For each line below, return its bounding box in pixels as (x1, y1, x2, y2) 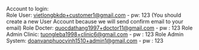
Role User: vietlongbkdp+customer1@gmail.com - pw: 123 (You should (6, 11, 182, 19)
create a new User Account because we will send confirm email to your (6, 18, 184, 25)
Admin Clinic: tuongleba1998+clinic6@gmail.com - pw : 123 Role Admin (6, 31, 184, 38)
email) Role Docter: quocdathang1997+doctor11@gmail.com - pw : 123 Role (6, 24, 193, 31)
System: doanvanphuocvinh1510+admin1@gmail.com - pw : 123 (6, 37, 164, 44)
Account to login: (6, 5, 49, 12)
